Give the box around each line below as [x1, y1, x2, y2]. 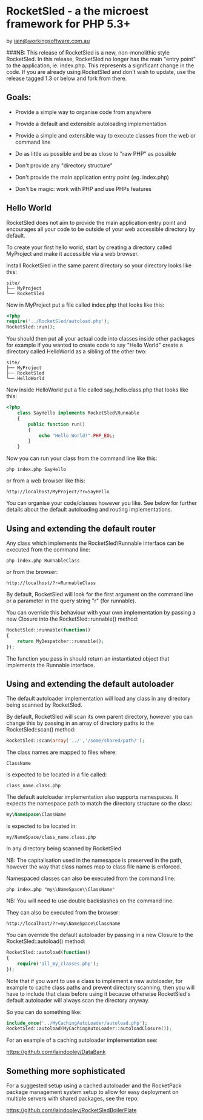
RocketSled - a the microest [6, 4, 148, 18]
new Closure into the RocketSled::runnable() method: [6, 615, 139, 622]
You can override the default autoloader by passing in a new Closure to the [6, 932, 193, 939]
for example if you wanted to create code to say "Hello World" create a [6, 341, 183, 349]
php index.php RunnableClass [6, 558, 80, 564]
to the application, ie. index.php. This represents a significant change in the [6, 62, 195, 69]
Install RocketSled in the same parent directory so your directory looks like [6, 262, 192, 269]
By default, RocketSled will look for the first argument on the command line [6, 591, 194, 598]
